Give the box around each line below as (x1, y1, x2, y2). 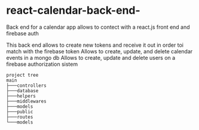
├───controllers (6, 82, 47, 89)
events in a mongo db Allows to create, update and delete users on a (6, 54, 176, 61)
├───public (6, 108, 33, 114)
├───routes (6, 114, 33, 120)
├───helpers (6, 93, 36, 99)
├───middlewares (6, 98, 47, 104)
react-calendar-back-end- (6, 4, 140, 17)
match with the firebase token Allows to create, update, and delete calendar (6, 47, 193, 55)
